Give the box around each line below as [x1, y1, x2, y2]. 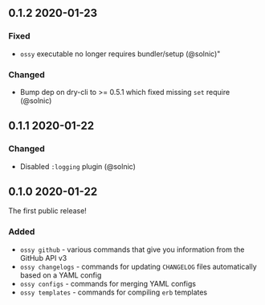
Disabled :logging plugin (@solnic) [19, 161, 137, 171]
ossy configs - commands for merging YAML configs [19, 278, 197, 288]
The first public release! [8, 206, 87, 216]
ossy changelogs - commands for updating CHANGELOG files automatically [19, 262, 257, 271]
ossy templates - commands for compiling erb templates [19, 287, 207, 297]
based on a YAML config [19, 270, 102, 280]
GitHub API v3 [19, 253, 67, 262]
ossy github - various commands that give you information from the [19, 245, 245, 254]
